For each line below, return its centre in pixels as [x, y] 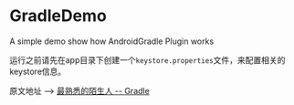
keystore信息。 [38, 71]
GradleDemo [58, 16]
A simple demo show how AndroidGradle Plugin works [112, 41]
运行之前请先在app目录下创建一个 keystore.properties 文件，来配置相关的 [147, 59]
